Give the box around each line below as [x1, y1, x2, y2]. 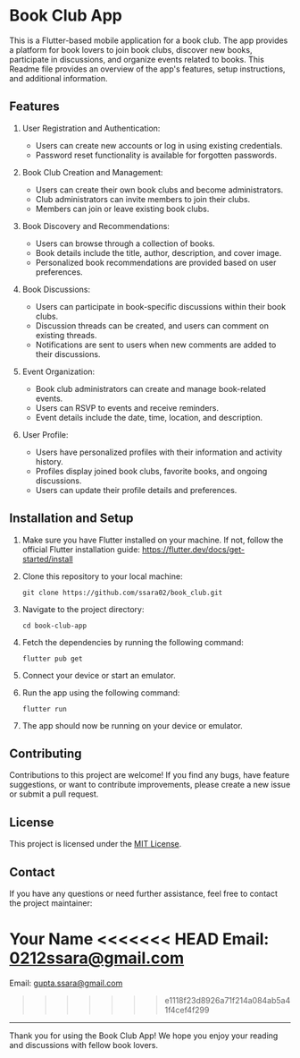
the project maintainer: [9, 898, 93, 909]
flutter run [21, 704, 67, 713]
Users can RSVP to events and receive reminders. [35, 402, 220, 413]
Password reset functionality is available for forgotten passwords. [35, 149, 277, 160]
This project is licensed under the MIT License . [9, 839, 182, 849]
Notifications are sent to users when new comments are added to [35, 339, 277, 350]
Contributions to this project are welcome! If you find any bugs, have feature [9, 770, 290, 781]
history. [35, 456, 64, 466]
